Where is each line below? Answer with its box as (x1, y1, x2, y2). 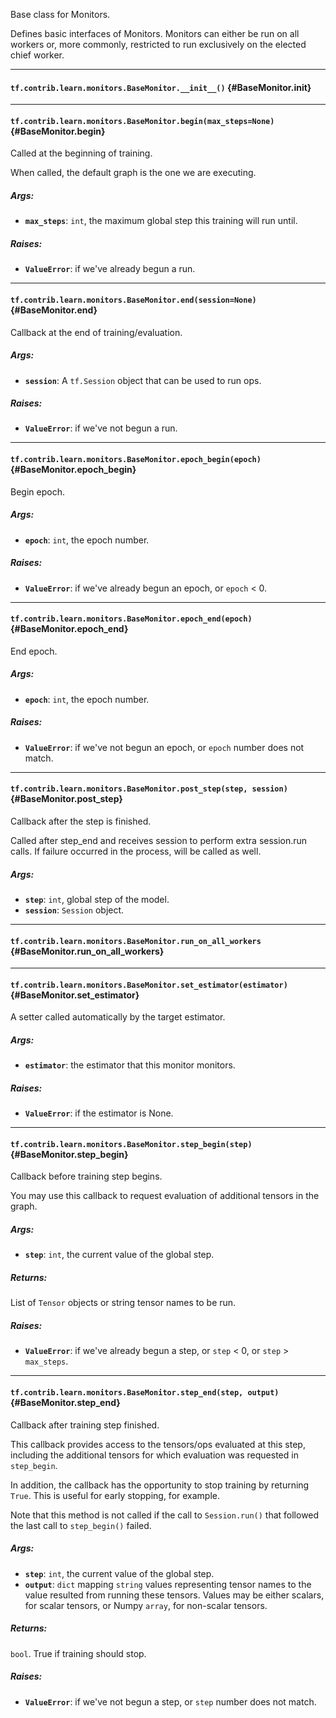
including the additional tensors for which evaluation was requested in (10, 1449, 299, 1461)
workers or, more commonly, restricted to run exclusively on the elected (10, 39, 307, 50)
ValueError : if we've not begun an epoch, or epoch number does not (24, 741, 305, 753)
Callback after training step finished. (10, 1419, 160, 1431)
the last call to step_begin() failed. (10, 1519, 152, 1531)
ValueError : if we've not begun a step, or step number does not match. (24, 1695, 317, 1708)
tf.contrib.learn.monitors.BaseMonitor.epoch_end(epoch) (10, 614, 253, 624)
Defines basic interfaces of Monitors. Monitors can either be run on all (10, 28, 300, 39)
